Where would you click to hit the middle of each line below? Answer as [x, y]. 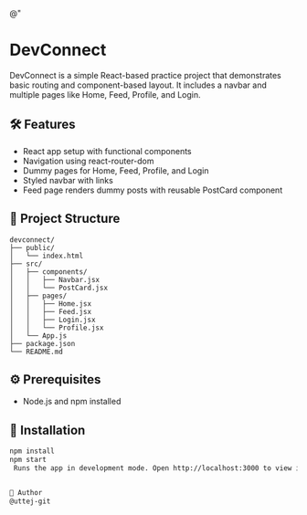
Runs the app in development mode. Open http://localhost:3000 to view [153, 468]
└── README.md [37, 352]
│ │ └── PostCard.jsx [58, 288]
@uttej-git [30, 501]
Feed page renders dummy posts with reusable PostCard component [153, 190]
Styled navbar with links [68, 180]
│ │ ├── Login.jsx [53, 320]
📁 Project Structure [65, 219]
